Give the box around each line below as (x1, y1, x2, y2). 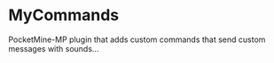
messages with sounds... (8, 43, 99, 53)
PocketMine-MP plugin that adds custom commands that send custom (8, 34, 266, 45)
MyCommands (8, 5, 120, 25)
